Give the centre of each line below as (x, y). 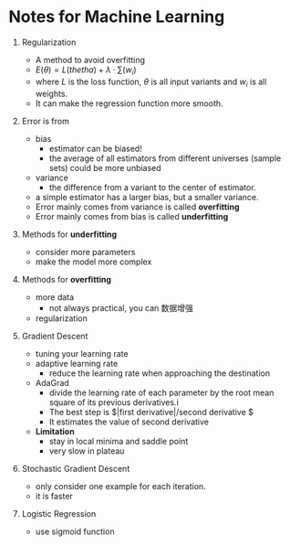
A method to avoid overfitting (90, 59)
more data (55, 297)
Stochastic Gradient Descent (76, 468)
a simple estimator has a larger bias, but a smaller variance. (147, 197)
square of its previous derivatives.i (114, 402)
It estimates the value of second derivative (129, 422)
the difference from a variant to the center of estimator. (152, 187)
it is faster (54, 496)
